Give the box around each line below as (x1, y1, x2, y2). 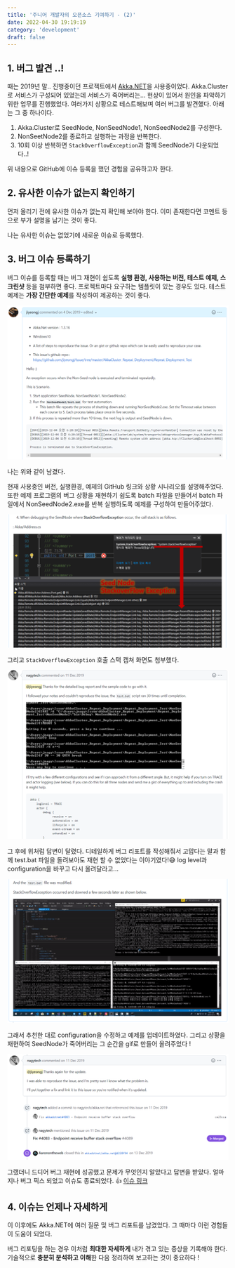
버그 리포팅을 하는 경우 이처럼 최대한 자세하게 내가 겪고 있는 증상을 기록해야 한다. (7, 1245, 228, 1253)
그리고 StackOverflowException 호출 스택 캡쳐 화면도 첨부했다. (7, 656, 180, 664)
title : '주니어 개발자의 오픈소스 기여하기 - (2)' (7, 11, 136, 18)
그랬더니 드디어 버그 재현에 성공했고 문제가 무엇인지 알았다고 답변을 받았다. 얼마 (7, 1168, 224, 1176)
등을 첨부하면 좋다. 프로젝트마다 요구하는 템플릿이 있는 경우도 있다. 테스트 (25, 282, 227, 291)
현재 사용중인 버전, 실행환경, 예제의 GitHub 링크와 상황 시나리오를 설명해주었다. (7, 482, 224, 491)
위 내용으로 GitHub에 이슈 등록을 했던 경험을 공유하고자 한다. (7, 165, 173, 173)
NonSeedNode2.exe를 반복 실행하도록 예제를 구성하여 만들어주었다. (25, 499, 214, 508)
